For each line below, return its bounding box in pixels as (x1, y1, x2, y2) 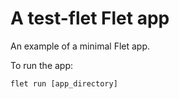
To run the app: (10, 59, 74, 71)
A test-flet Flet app (10, 7, 170, 30)
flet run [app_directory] (10, 78, 118, 89)
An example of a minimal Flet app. (10, 40, 151, 52)
